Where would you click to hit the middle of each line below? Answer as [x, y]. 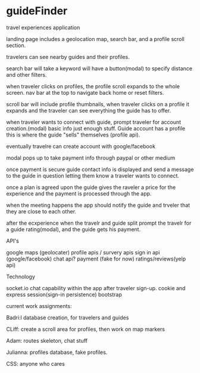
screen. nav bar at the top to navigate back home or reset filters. [85, 92]
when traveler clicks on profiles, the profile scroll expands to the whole [93, 86]
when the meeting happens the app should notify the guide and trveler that [98, 205]
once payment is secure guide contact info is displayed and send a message [100, 169]
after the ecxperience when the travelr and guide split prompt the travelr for [99, 223]
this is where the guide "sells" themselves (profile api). [73, 135]
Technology [21, 276]
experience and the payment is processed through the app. [79, 193]
